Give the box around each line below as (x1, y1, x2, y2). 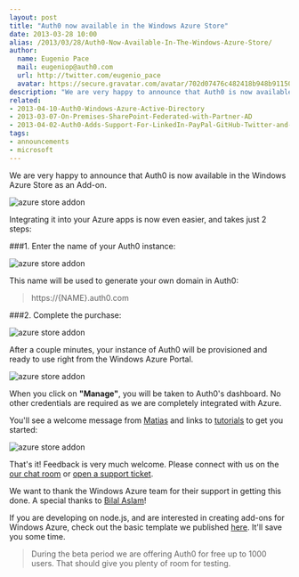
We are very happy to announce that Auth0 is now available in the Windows (9, 170, 287, 181)
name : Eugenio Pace (17, 54, 90, 63)
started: (9, 424, 38, 435)
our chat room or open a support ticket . (9, 468, 154, 479)
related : (9, 95, 42, 105)
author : (9, 46, 38, 55)
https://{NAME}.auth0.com (30, 292, 129, 303)
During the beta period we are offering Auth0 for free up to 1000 (30, 549, 267, 559)
